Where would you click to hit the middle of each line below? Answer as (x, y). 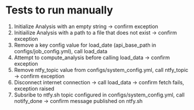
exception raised (34, 88)
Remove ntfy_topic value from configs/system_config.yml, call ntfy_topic (101, 70)
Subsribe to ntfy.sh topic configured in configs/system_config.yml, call (99, 95)
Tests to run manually (59, 10)
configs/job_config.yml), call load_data (61, 51)
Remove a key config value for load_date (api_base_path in (85, 45)
